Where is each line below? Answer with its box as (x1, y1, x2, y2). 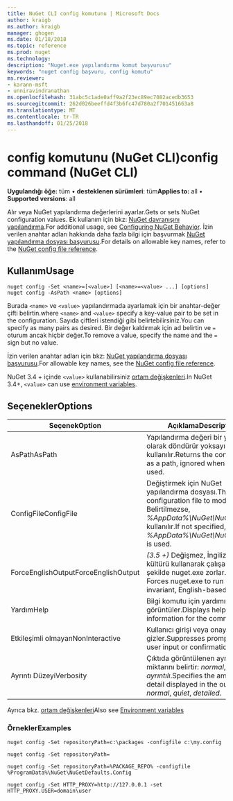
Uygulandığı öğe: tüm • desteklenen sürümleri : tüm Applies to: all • (7, 187, 203, 196)
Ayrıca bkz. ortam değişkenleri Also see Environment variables (7, 706, 184, 714)
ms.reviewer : (7, 74, 45, 82)
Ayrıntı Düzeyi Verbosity (10, 671, 87, 680)
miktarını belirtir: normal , (146, 662, 227, 672)
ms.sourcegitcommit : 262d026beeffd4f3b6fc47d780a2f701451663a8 (7, 101, 194, 107)
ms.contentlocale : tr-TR (7, 113, 79, 120)
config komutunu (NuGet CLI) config (7, 150, 218, 165)
